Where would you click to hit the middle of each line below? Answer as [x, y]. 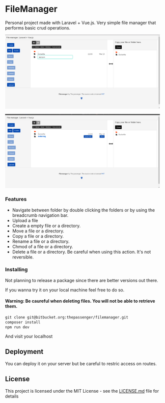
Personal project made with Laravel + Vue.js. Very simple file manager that [81, 23]
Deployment [24, 352]
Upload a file [25, 220]
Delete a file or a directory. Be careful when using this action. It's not [82, 252]
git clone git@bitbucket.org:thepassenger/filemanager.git [67, 317]
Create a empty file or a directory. [46, 226]
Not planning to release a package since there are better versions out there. [82, 280]
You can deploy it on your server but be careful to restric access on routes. [81, 363]
